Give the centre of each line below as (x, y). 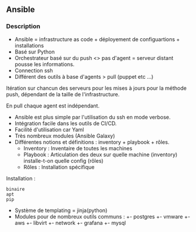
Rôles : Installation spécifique (59, 167)
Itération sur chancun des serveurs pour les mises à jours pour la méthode (97, 88)
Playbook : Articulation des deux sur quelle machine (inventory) (100, 154)
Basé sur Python (34, 52)
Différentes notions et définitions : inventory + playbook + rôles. (92, 142)
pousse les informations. (44, 64)
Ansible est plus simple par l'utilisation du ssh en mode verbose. (92, 117)
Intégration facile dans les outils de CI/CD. (66, 123)
